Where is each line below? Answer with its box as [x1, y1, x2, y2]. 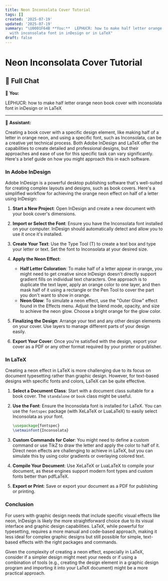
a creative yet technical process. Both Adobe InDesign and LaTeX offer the [5, 140, 159, 146]
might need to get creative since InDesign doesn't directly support [19, 271, 156, 277]
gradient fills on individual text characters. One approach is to [19, 276, 147, 282]
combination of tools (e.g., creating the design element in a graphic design [5, 559, 159, 565]
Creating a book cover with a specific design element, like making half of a [5, 129, 159, 135]
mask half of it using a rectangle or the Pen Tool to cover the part [19, 287, 154, 293]
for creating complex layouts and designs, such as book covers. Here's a [5, 185, 155, 191]
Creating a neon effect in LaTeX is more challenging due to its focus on [5, 367, 151, 373]
